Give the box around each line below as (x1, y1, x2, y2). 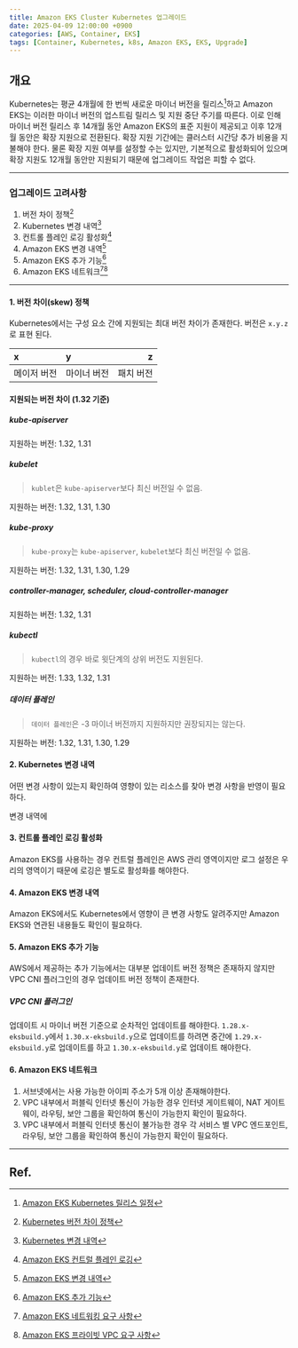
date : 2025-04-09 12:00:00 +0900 (9, 21, 133, 30)
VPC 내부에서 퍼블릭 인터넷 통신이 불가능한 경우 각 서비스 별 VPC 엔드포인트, (21, 1119, 288, 1130)
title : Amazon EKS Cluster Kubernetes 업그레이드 (9, 12, 187, 22)
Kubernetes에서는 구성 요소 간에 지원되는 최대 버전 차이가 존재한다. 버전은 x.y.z (9, 318, 288, 329)
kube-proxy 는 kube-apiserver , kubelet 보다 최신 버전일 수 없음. (30, 545, 251, 556)
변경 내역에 (9, 810, 48, 821)
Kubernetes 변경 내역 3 (21, 218, 102, 231)
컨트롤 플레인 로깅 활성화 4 (21, 230, 113, 242)
